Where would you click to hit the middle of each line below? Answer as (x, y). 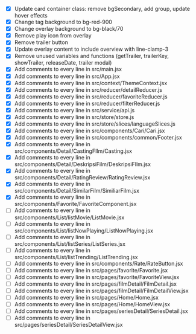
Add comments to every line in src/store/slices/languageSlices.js (95, 124)
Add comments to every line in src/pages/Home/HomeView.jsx (92, 304)
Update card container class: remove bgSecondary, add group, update (102, 9)
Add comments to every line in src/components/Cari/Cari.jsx (90, 130)
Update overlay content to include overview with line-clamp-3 (91, 49)
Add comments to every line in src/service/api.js (74, 110)
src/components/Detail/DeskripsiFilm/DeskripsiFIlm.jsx (83, 164)
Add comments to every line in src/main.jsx (68, 69)
